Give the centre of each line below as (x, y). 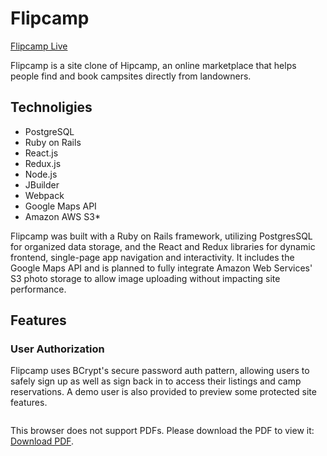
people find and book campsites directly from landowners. (131, 76)
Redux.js (43, 163)
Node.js (41, 174)
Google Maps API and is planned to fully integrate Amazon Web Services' (161, 268)
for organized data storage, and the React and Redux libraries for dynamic (163, 246)
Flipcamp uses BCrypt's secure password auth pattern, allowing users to (160, 371)
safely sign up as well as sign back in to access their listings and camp (156, 381)
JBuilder (42, 184)
